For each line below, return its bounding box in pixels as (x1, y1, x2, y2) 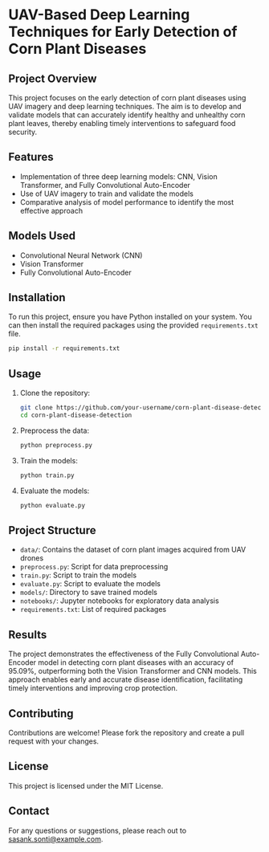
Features (8, 150, 54, 164)
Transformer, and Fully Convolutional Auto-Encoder (19, 180, 191, 190)
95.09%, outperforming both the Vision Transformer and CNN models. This (8, 667, 257, 676)
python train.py (19, 471, 75, 479)
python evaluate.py (19, 501, 86, 509)
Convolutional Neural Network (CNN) (19, 251, 143, 260)
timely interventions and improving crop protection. (8, 683, 178, 693)
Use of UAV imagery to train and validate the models (19, 189, 194, 198)
